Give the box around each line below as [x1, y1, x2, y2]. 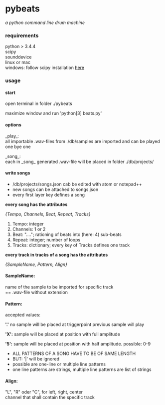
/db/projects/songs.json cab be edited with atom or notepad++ [12, 181, 142, 187]
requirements [5, 32, 39, 39]
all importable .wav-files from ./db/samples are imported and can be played [5, 138, 161, 144]
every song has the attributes [5, 201, 68, 207]
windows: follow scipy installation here [5, 64, 85, 70]
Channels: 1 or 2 [12, 226, 46, 232]
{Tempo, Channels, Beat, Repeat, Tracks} [5, 211, 91, 217]
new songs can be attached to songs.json [12, 186, 99, 192]
